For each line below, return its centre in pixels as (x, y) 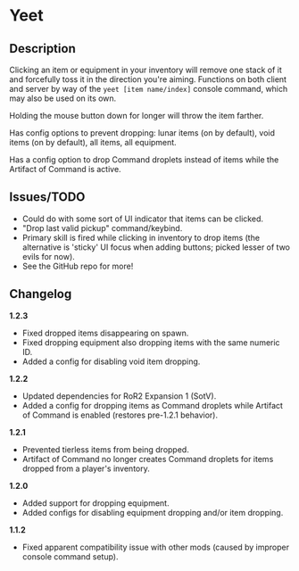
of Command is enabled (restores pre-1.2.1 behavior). (120, 415)
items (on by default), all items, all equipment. (93, 142)
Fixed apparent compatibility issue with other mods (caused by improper (156, 547)
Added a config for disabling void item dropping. (111, 361)
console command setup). (70, 556)
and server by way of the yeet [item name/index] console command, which (149, 89)
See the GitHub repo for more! (78, 266)
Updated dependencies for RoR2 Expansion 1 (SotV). (119, 396)
